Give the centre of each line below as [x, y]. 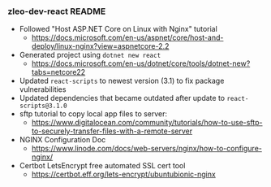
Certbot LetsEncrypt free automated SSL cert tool [102, 166]
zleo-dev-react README [57, 11]
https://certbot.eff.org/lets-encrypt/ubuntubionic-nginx [123, 174]
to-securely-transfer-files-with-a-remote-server [112, 131]
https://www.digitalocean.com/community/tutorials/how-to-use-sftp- [147, 123]
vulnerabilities [43, 89]
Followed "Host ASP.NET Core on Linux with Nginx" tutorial [118, 29]
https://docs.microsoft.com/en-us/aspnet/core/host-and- [127, 37]
